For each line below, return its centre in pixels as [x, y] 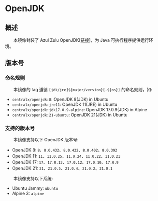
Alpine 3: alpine [28, 193]
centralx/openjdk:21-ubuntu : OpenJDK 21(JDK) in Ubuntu [70, 115]
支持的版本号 [20, 128]
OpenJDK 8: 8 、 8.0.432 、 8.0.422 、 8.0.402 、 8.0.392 [65, 150]
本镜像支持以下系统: [33, 178]
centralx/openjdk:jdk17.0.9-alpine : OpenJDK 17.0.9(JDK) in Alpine [79, 109]
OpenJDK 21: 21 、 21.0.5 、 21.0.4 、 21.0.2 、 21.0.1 [62, 168]
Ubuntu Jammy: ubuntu [35, 188]
